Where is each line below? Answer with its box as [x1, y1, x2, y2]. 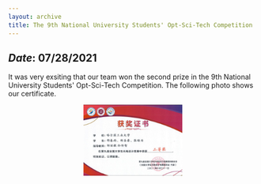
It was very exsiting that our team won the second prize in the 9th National [8, 72, 252, 82]
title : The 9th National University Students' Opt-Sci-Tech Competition [8, 21, 253, 29]
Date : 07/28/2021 [8, 51, 97, 65]
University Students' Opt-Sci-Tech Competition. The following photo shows [8, 81, 254, 90]
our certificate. [8, 89, 57, 99]
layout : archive [8, 13, 62, 21]
